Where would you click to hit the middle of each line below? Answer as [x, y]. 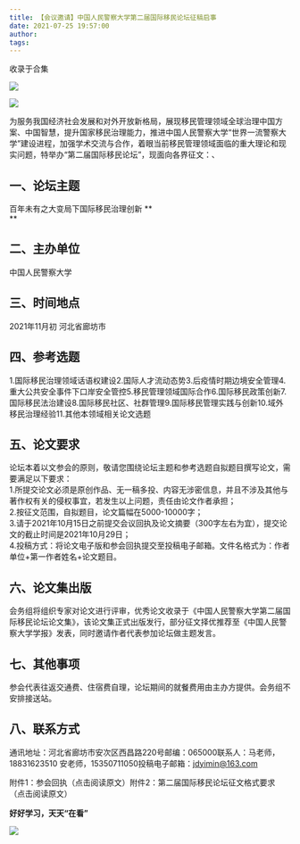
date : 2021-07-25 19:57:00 [59, 26]
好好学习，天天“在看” [49, 813]
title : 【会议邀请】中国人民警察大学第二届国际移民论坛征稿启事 [113, 17]
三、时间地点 [45, 303]
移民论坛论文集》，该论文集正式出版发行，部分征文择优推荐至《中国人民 [148, 622]
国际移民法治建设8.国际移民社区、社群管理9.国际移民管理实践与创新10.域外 [146, 402]
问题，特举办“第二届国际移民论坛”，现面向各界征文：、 [118, 155]
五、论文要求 [45, 444]
